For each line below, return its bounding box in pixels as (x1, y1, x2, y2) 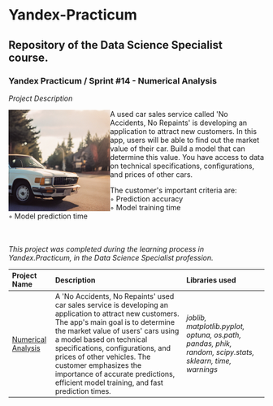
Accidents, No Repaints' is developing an (110, 118, 248, 127)
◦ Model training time (110, 202, 181, 212)
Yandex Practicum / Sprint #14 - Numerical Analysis (8, 75, 218, 86)
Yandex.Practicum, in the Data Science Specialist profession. (8, 253, 214, 262)
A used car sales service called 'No (110, 109, 229, 119)
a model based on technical (54, 335, 148, 344)
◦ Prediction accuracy (110, 193, 184, 204)
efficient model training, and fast (54, 378, 164, 387)
